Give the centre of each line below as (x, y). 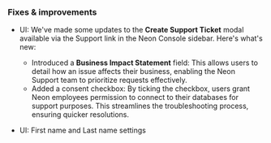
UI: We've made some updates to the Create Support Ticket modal (131, 30)
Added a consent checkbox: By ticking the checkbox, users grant (141, 89)
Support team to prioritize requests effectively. (109, 80)
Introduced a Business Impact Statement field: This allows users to (145, 63)
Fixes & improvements (52, 12)
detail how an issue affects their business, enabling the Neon (133, 71)
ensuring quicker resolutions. (80, 115)
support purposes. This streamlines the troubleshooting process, (140, 106)
